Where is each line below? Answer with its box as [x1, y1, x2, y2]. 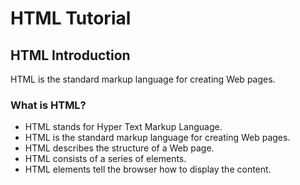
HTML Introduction [10, 47, 131, 64]
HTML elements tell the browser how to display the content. [24, 163, 272, 176]
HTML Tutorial [10, 7, 132, 30]
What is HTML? [10, 98, 87, 112]
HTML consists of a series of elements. [24, 153, 187, 165]
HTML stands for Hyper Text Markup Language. [24, 121, 223, 133]
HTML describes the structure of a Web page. [24, 142, 215, 154]
